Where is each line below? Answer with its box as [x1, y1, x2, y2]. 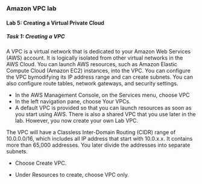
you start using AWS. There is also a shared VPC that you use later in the [14, 111, 196, 118]
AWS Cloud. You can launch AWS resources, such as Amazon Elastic [6, 61, 178, 68]
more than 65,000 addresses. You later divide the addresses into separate [6, 141, 191, 149]
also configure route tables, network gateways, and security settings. [6, 80, 178, 87]
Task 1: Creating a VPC [6, 33, 65, 40]
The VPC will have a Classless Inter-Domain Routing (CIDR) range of [6, 129, 176, 136]
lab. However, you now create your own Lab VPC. [14, 117, 139, 124]
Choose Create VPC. [14, 159, 67, 167]
